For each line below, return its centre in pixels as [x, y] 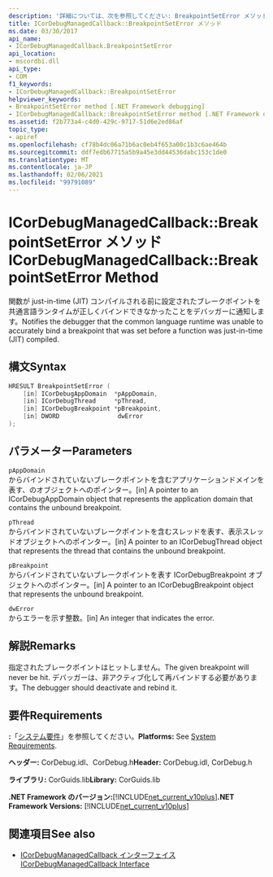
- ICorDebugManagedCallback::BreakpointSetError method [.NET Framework [134, 115]
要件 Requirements [56, 716]
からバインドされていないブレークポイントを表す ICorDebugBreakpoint [128, 574]
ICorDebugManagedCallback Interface [85, 864]
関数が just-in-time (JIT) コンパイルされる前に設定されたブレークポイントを [135, 301]
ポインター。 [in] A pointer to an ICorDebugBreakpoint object [152, 585]
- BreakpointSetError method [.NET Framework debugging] [107, 107]
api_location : [32, 54]
